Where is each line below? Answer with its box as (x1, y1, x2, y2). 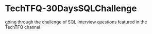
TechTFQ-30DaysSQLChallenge (5, 3, 137, 14)
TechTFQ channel (5, 24, 40, 30)
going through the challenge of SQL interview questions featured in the (5, 19, 147, 25)
